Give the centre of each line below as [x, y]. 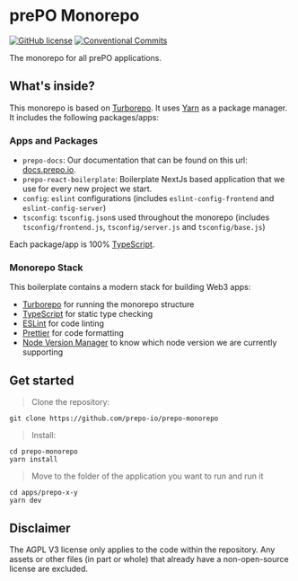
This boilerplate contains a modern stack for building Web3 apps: [130, 287]
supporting [43, 352]
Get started [42, 380]
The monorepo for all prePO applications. [85, 57]
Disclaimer [40, 528]
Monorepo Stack [46, 268]
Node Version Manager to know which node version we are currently [149, 343]
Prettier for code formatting [73, 333]
